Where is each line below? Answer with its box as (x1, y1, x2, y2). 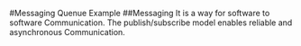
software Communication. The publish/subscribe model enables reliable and (9, 17, 293, 28)
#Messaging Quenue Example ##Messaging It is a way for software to (9, 8, 270, 18)
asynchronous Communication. (9, 27, 126, 37)
